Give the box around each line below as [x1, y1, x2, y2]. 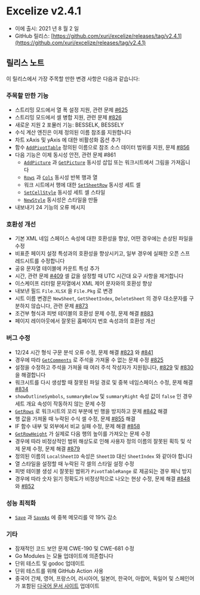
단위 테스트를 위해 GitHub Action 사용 [14, 567, 104, 575]
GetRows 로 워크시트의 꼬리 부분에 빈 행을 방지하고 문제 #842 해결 [14, 407, 168, 414]
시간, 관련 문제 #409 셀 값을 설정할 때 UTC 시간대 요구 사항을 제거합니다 [14, 272, 184, 280]
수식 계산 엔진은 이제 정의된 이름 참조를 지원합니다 [14, 129, 131, 136]
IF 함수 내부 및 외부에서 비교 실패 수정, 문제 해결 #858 [14, 422, 140, 429]
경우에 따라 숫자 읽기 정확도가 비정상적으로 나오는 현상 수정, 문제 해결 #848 [14, 475, 190, 482]
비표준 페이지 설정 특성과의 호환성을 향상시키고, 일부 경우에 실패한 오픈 [14, 250, 179, 257]
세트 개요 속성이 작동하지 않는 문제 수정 [14, 400, 106, 407]
